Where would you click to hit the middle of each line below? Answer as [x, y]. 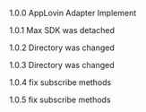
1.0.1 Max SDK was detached [62, 30]
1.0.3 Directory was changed [62, 65]
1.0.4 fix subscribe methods [60, 82]
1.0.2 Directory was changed [62, 47]
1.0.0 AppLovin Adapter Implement [73, 13]
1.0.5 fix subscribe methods [60, 99]
